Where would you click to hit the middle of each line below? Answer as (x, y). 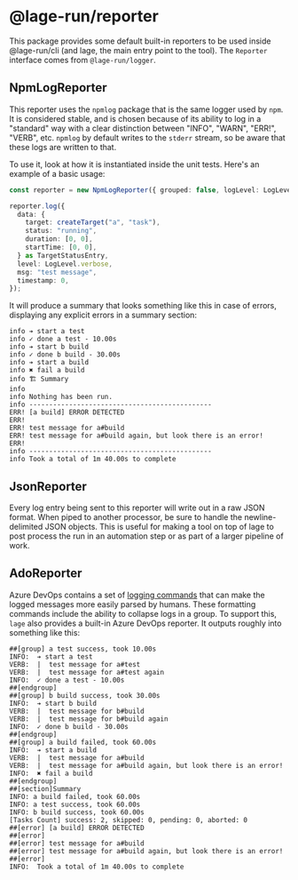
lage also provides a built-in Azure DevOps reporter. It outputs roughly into (145, 623)
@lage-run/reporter (84, 16)
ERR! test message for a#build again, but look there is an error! (137, 436)
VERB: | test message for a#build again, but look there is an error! (146, 765)
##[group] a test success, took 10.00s (83, 649)
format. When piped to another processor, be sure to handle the (125, 517)
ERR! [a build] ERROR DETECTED (67, 412)
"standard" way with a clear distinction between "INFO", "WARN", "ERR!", (143, 128)
